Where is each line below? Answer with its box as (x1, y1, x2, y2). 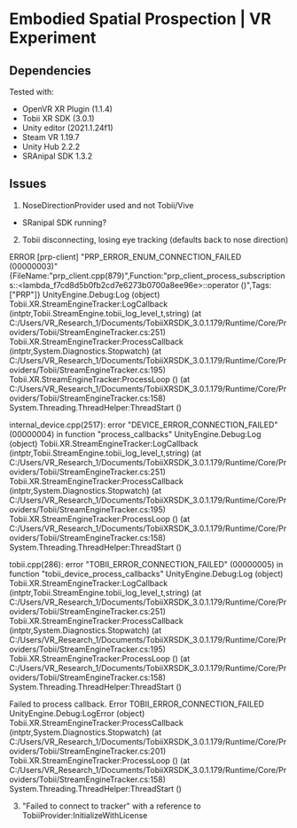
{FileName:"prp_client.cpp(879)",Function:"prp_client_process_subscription (9, 270, 285, 281)
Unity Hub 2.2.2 (21, 142, 81, 152)
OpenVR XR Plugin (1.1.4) (21, 104, 113, 114)
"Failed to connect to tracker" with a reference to (21, 801, 201, 811)
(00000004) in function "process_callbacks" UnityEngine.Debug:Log (9, 428, 262, 439)
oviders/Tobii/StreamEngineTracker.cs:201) (9, 746, 167, 756)
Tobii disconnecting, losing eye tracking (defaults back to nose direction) (21, 234, 289, 245)
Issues (9, 176, 47, 191)
